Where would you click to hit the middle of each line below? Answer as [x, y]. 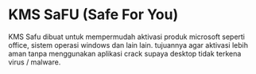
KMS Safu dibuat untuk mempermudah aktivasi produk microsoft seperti [126, 37]
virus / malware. [35, 62]
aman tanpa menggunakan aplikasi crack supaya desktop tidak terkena [125, 53]
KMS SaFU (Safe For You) [93, 15]
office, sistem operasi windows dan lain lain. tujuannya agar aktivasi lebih [128, 45]
